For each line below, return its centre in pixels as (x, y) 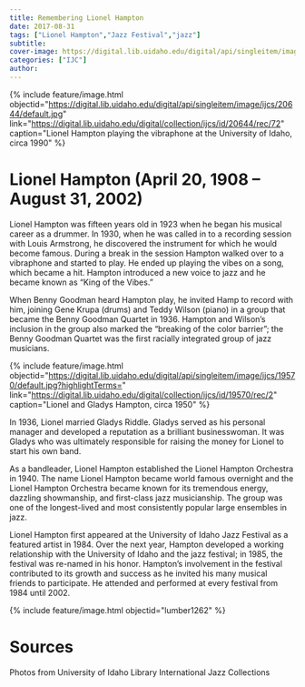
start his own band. (45, 450)
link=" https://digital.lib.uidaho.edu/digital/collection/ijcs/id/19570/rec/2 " (143, 394)
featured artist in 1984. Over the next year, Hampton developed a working (147, 544)
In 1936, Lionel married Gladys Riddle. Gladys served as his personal (138, 422)
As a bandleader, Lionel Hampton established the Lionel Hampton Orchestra (152, 469)
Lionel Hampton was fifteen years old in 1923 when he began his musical (146, 224)
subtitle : (28, 43)
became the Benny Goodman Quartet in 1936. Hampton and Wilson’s (138, 318)
